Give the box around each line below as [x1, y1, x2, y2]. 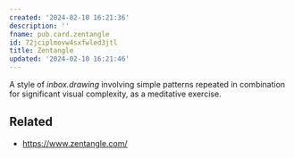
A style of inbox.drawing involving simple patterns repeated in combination [9, 79, 286, 89]
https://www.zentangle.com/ [21, 137, 128, 148]
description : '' [9, 21, 70, 30]
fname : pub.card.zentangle [9, 29, 110, 38]
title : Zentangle [9, 46, 74, 55]
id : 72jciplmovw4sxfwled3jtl [9, 37, 118, 47]
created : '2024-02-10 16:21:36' [9, 12, 130, 22]
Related [9, 114, 54, 129]
